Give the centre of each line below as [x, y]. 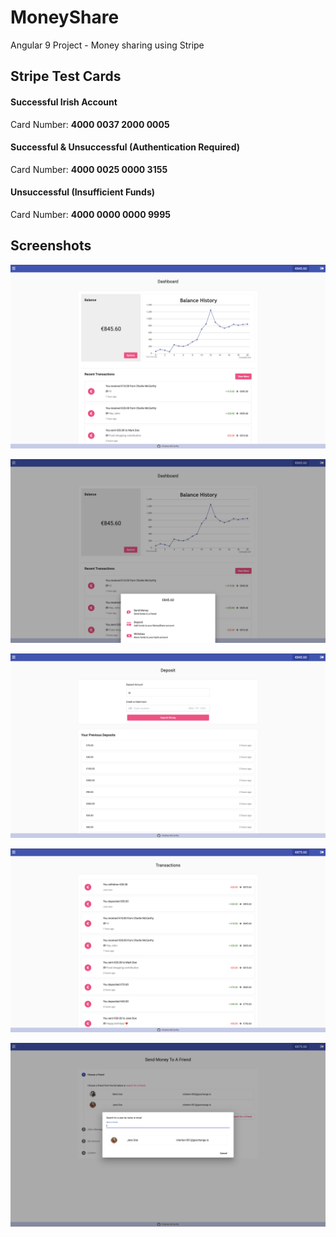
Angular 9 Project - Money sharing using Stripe [107, 45]
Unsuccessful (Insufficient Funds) [83, 192]
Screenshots [51, 246]
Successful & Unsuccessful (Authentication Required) [125, 147]
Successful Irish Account [64, 102]
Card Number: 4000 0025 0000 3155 [89, 169]
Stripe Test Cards [66, 76]
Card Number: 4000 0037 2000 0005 [90, 124]
